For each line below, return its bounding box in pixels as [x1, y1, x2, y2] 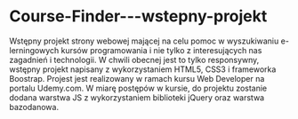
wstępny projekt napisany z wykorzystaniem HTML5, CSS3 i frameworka [9, 64, 277, 75]
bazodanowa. [9, 101, 60, 112]
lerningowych [9, 44, 60, 55]
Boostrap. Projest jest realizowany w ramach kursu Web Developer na [9, 73, 265, 83]
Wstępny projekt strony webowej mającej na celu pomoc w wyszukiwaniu [9, 36, 279, 46]
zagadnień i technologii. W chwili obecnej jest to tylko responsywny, [9, 54, 260, 65]
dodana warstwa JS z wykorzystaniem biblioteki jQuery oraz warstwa [9, 91, 265, 103]
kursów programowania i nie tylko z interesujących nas [60, 44, 262, 55]
